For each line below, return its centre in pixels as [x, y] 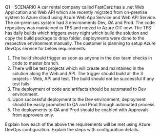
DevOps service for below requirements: [46, 49]
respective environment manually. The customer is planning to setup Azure [80, 43]
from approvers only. [33, 115]
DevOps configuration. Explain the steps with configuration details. [72, 129]
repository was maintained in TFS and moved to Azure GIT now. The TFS [78, 28]
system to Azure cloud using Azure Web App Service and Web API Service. [81, 17]
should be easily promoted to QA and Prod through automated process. [84, 105]
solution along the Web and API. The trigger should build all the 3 [77, 73]
